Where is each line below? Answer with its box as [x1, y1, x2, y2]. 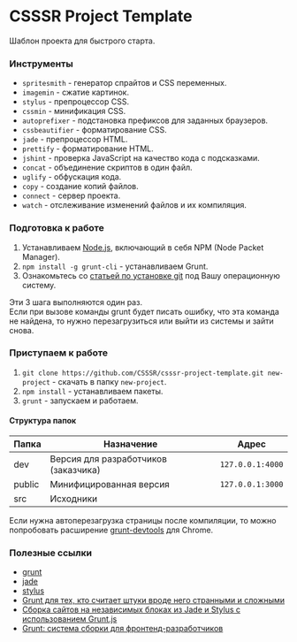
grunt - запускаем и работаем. [21, 395, 139, 406]
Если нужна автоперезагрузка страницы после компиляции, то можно [9, 516, 277, 526]
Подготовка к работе [9, 222, 104, 234]
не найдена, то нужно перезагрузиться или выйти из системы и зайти [9, 316, 274, 326]
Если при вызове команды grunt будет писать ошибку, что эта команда [9, 306, 280, 317]
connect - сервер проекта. [21, 190, 121, 201]
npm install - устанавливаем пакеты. [21, 386, 164, 396]
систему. [21, 279, 57, 290]
